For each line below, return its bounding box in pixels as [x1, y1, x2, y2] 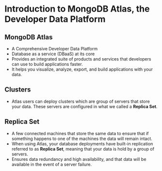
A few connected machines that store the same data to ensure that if [11, 130, 149, 136]
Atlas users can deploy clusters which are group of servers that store [11, 98, 150, 104]
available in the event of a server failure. [11, 161, 92, 167]
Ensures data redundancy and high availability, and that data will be [11, 156, 146, 162]
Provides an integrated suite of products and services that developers [11, 56, 151, 62]
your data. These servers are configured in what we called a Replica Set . [11, 103, 158, 109]
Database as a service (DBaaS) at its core [11, 51, 95, 57]
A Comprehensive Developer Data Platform [11, 46, 98, 51]
